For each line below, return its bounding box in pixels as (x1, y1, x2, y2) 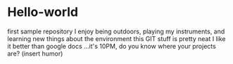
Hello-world (7, 4, 79, 20)
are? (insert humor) (7, 49, 63, 58)
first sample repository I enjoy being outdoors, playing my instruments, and (7, 27, 225, 35)
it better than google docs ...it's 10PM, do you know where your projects (7, 42, 216, 50)
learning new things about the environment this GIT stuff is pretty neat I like (7, 34, 226, 42)
